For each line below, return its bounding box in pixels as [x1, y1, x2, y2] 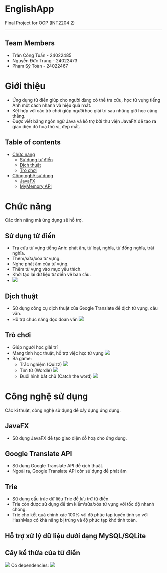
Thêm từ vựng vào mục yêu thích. [12, 266, 82, 272]
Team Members [5, 39, 55, 48]
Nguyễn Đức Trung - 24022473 [12, 57, 78, 63]
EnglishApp [5, 3, 54, 15]
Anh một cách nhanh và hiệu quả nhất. [12, 102, 92, 108]
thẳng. [12, 113, 26, 119]
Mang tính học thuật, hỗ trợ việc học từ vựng [12, 350, 104, 356]
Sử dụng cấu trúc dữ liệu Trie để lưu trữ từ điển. [12, 496, 110, 502]
